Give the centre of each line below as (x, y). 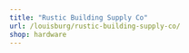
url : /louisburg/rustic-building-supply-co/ (95, 26)
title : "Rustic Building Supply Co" (79, 18)
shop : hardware (38, 34)
